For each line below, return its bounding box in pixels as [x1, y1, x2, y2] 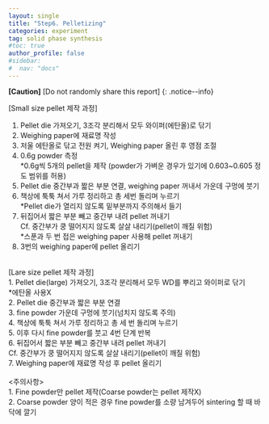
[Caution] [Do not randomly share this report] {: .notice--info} [8, 86, 214, 96]
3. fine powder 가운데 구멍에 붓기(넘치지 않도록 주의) [8, 308, 176, 317]
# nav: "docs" [8, 65, 60, 73]
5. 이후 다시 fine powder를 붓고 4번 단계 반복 [8, 328, 151, 338]
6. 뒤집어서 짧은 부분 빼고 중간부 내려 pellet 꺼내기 [8, 338, 166, 347]
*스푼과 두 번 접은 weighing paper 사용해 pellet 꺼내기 [19, 231, 193, 241]
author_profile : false [8, 49, 85, 57]
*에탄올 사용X [8, 288, 52, 297]
